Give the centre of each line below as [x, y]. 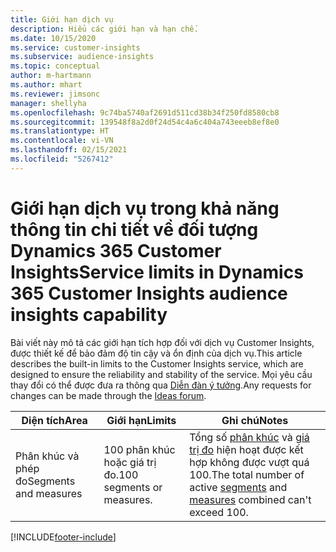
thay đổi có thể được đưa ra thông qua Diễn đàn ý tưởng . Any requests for [161, 385]
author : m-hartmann [51, 76]
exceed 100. [219, 512]
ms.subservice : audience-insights [82, 57]
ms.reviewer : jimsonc [55, 94]
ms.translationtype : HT [60, 131]
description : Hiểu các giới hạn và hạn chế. [104, 29]
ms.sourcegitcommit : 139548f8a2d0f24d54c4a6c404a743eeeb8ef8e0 [145, 122]
